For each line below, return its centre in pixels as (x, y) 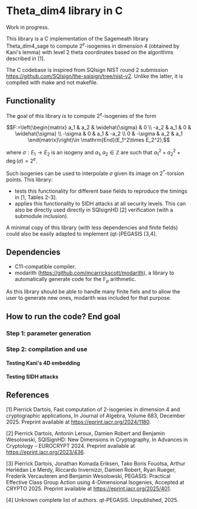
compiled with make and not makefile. (52, 82)
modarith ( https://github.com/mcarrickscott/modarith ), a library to (94, 273)
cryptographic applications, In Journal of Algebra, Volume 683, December (96, 415)
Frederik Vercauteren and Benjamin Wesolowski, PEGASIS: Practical (88, 476)
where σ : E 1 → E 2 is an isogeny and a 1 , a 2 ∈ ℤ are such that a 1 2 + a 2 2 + (93, 153)
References (28, 395)
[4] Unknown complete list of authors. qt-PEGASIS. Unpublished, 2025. (92, 500)
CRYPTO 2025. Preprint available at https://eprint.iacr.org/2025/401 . (89, 488)
